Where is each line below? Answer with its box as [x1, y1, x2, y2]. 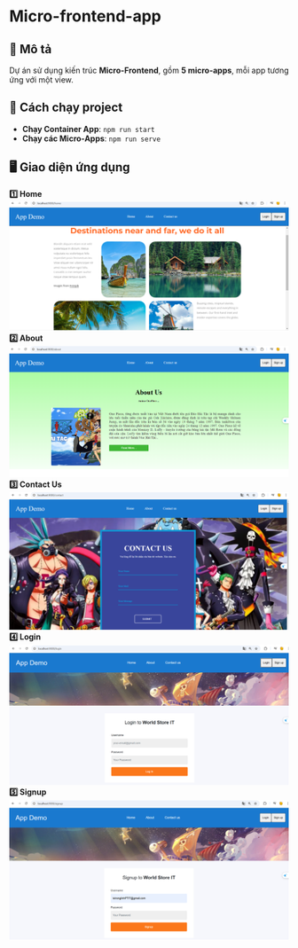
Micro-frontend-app [9, 6, 161, 27]
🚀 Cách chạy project [9, 100, 123, 115]
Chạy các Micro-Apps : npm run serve [21, 133, 161, 144]
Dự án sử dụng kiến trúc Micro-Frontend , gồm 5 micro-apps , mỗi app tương [9, 65, 289, 75]
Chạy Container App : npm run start [21, 123, 155, 134]
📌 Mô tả [9, 42, 52, 57]
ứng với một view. [9, 74, 74, 85]
